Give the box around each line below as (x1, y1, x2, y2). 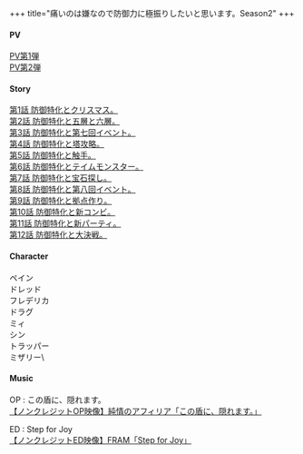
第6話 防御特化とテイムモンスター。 (9, 162, 143, 173)
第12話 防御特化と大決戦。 (9, 230, 108, 241)
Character (9, 251, 49, 262)
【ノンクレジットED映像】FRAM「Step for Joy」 (9, 434, 192, 445)
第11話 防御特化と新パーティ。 (9, 218, 122, 229)
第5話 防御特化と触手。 (9, 150, 97, 161)
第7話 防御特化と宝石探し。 (9, 173, 112, 183)
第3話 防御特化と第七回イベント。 (9, 127, 136, 138)
